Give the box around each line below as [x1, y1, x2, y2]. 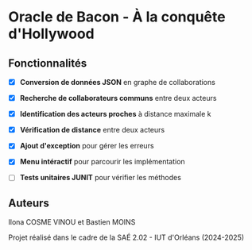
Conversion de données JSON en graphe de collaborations [19, 78, 216, 87]
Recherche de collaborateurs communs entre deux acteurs [19, 94, 217, 103]
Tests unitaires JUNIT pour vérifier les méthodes [19, 173, 181, 183]
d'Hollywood [8, 25, 95, 43]
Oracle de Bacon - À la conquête [8, 8, 226, 26]
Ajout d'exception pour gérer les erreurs [19, 141, 154, 151]
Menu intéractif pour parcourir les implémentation [19, 157, 185, 167]
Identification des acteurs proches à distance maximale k [19, 110, 211, 119]
